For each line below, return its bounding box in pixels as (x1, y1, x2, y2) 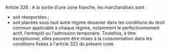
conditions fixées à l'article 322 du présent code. (12, 41, 115, 47)
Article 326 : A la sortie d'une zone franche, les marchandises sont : (5, 5, 147, 10)
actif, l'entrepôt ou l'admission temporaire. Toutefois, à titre (12, 30, 136, 36)
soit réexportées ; (12, 14, 50, 20)
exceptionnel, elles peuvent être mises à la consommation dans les (12, 35, 152, 41)
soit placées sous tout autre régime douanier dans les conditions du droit (12, 20, 165, 25)
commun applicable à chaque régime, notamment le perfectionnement (12, 25, 160, 31)
